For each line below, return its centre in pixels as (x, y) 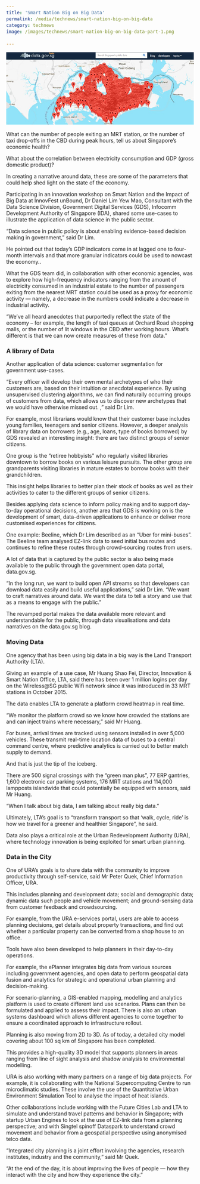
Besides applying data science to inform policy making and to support (92, 504)
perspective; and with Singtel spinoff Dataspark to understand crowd (91, 1126)
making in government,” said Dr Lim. (51, 237)
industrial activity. (28, 305)
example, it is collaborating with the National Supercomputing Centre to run (99, 1083)
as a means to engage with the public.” (54, 602)
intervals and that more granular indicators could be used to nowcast (107, 255)
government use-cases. (35, 371)
